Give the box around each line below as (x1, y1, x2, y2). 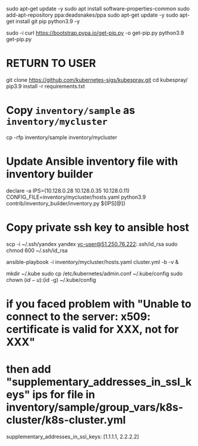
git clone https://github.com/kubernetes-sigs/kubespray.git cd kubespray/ (6, 76, 188, 83)
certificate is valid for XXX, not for (6, 322, 179, 336)
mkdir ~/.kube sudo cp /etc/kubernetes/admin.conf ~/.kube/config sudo (6, 270, 183, 277)
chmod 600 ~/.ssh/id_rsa (6, 247, 68, 254)
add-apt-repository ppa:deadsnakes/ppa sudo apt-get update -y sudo (6, 11, 178, 19)
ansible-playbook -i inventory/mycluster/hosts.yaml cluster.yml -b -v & (6, 258, 179, 265)
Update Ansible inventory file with (6, 155, 178, 168)
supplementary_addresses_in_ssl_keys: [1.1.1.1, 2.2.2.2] (6, 433, 139, 440)
